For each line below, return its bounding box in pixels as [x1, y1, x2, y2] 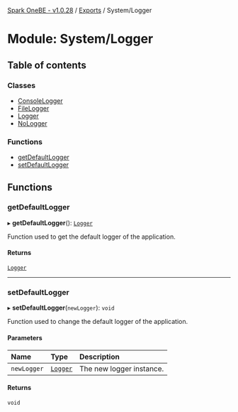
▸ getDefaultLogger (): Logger [7, 218, 93, 227]
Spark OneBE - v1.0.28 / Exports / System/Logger [7, 6, 152, 14]
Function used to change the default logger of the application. [7, 318, 188, 326]
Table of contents [7, 59, 86, 71]
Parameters [7, 333, 42, 342]
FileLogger [17, 104, 50, 112]
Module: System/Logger [7, 31, 154, 47]
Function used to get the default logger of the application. [7, 232, 176, 241]
